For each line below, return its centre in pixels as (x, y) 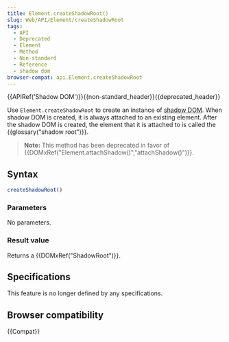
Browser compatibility (56, 315)
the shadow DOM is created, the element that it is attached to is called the (111, 125)
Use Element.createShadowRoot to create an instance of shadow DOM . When (115, 110)
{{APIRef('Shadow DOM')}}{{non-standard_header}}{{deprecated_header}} (114, 97)
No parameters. (29, 223)
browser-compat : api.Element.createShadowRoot (75, 77)
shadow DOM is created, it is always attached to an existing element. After (112, 117)
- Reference (31, 65)
